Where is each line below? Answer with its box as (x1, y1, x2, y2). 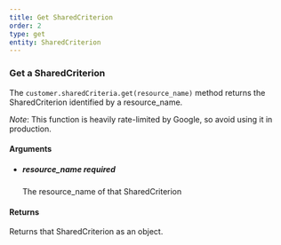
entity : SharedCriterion (9, 37, 101, 47)
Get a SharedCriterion (9, 67, 106, 80)
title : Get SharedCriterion (9, 12, 114, 22)
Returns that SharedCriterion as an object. (9, 226, 164, 237)
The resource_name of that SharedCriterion (21, 186, 182, 197)
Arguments (9, 144, 52, 154)
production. (9, 123, 52, 134)
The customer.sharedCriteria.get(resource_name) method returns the (9, 87, 266, 98)
